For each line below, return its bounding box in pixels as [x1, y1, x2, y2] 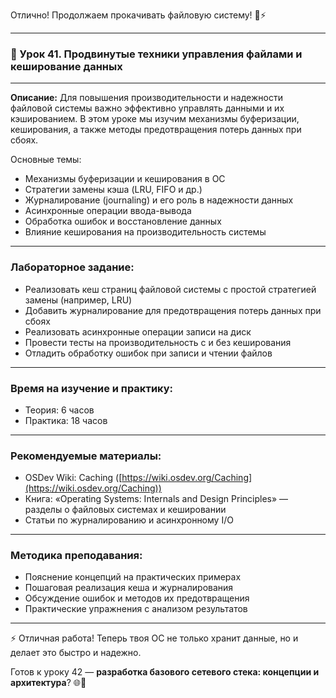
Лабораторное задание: [10, 260, 135, 274]
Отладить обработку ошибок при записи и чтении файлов [24, 347, 273, 359]
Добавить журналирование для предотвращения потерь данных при [24, 304, 322, 316]
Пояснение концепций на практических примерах [24, 571, 242, 583]
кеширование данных [10, 59, 123, 73]
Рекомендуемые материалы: [10, 449, 162, 463]
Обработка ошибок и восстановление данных [24, 215, 222, 228]
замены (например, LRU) [24, 294, 133, 306]
